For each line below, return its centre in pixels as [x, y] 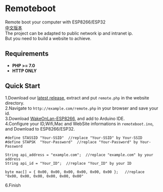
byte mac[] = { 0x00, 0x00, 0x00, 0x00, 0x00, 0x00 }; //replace [75, 172]
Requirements [27, 54]
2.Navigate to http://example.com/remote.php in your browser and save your [82, 108]
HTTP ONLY [24, 71]
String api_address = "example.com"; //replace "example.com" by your [79, 155]
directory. [15, 103]
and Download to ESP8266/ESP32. [40, 129]
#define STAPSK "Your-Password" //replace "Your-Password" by [72, 142]
